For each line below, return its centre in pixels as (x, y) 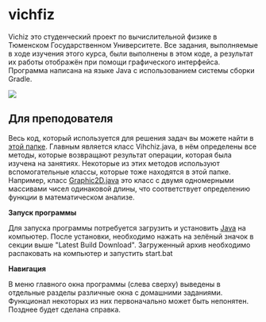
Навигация (27, 269)
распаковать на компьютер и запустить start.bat (91, 253)
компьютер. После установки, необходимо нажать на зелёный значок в (131, 236)
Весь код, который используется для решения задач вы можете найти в (131, 138)
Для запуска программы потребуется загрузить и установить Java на (127, 227)
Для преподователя (61, 119)
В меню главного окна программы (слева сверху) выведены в (114, 284)
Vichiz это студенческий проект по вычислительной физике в (113, 37)
